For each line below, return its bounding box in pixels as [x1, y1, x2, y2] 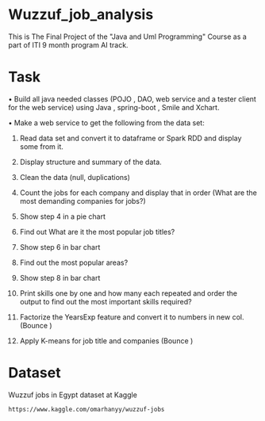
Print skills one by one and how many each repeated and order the [19, 288, 238, 298]
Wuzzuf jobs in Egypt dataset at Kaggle [8, 390, 137, 400]
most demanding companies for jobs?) [19, 196, 147, 205]
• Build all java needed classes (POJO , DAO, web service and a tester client [8, 94, 256, 104]
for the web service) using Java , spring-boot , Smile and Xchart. [8, 102, 220, 112]
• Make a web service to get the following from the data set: [8, 117, 205, 128]
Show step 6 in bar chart [19, 242, 101, 251]
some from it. [19, 141, 63, 151]
